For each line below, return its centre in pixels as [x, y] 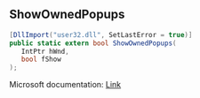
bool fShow [41, 60]
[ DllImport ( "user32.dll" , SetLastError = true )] [101, 34]
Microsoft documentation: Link [65, 85]
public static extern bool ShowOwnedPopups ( [93, 43]
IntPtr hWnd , [45, 51]
